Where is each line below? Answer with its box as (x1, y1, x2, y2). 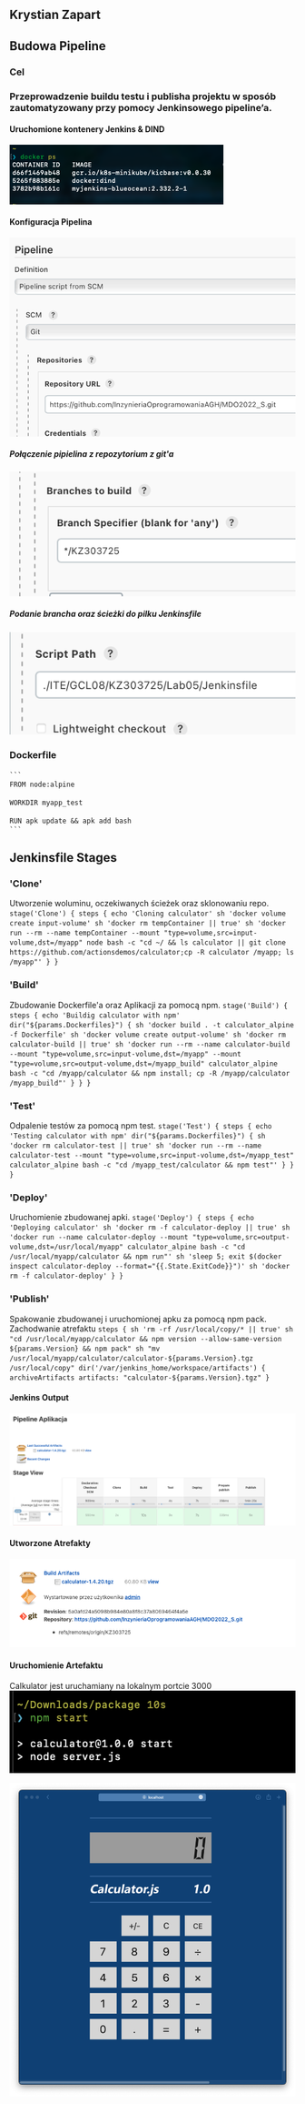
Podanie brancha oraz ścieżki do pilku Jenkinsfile (9, 609, 202, 620)
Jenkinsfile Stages (9, 850, 118, 865)
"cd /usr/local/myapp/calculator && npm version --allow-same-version (9, 1334, 282, 1343)
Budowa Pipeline (9, 38, 106, 54)
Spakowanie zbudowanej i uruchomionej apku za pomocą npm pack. (9, 1313, 267, 1324)
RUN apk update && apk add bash (9, 816, 132, 825)
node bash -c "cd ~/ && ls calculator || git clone (86, 938, 286, 947)
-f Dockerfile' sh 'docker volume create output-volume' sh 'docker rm (9, 1030, 286, 1039)
